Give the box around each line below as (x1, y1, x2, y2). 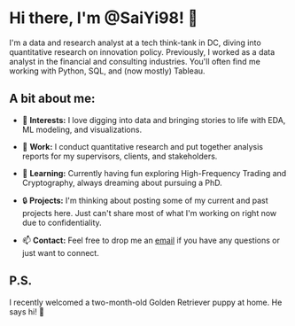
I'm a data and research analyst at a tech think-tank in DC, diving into (9, 37, 261, 48)
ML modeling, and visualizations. (21, 124, 143, 135)
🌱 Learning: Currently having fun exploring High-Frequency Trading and (21, 167, 287, 178)
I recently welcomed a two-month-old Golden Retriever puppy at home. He (9, 297, 283, 307)
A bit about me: (9, 91, 96, 106)
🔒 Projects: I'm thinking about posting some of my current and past (21, 195, 268, 206)
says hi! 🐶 (9, 306, 45, 317)
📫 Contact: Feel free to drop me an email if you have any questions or (21, 235, 281, 245)
